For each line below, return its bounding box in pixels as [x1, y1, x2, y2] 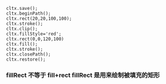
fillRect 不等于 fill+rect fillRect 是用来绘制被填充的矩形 [6, 71, 160, 79]
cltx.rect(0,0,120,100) [6, 36, 65, 42]
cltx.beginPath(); [6, 10, 51, 16]
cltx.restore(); [6, 57, 46, 62]
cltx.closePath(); [6, 51, 51, 57]
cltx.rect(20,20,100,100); [6, 16, 72, 22]
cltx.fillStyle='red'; [6, 31, 62, 37]
